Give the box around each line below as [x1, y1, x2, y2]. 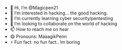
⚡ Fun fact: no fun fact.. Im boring [10, 39, 80, 45]
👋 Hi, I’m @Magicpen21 [10, 5, 58, 10]
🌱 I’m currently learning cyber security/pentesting [10, 15, 113, 21]
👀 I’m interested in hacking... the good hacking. [10, 10, 108, 16]
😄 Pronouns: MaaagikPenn [10, 33, 67, 39]
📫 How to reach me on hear [10, 26, 69, 32]
